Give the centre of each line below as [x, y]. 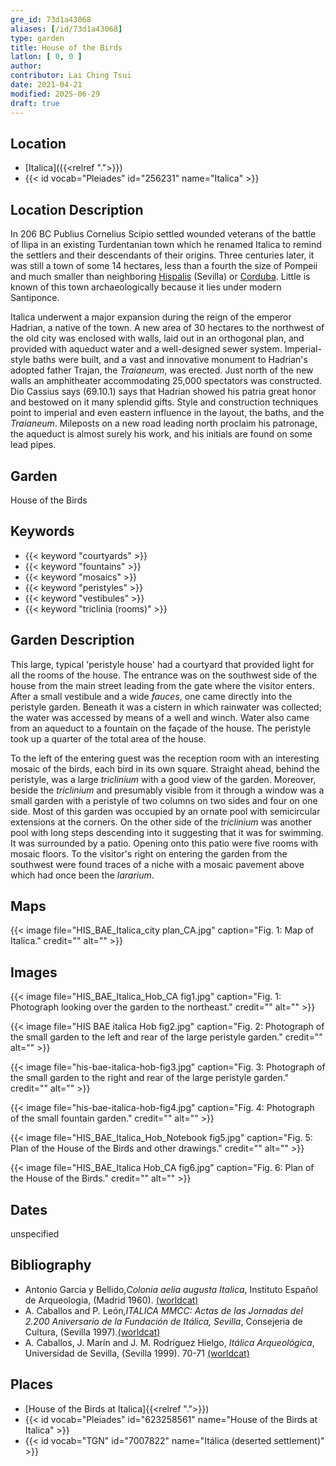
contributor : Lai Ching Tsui [71, 76]
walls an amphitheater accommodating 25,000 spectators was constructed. [166, 381]
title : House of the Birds [66, 47]
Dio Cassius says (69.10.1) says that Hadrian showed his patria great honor [163, 392]
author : [26, 66]
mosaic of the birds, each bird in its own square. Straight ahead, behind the [165, 768]
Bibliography [51, 1265]
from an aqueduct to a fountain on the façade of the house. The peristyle [161, 728]
